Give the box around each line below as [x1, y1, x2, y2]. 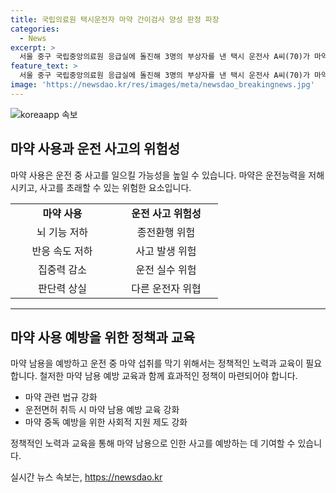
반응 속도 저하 [31, 244, 93, 258]
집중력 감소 [38, 262, 87, 276]
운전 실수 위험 [135, 262, 197, 276]
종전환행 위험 [136, 225, 196, 239]
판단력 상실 [38, 281, 87, 295]
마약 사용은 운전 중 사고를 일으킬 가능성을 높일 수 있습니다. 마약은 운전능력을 [10, 169, 307, 181]
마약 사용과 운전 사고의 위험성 [10, 141, 181, 158]
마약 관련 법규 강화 [24, 391, 98, 403]
